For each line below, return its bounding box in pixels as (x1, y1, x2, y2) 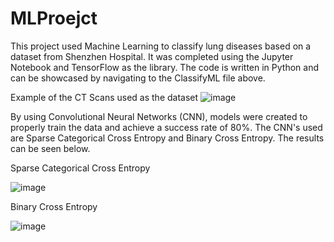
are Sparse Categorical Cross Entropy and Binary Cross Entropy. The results (10, 132, 325, 144)
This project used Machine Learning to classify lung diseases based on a (10, 40, 312, 52)
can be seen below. (10, 142, 91, 154)
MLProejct (10, 7, 98, 30)
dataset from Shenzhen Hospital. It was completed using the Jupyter (10, 50, 294, 62)
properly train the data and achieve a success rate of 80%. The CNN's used (10, 121, 323, 133)
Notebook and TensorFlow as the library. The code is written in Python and (10, 61, 319, 73)
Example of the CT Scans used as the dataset (10, 91, 199, 103)
